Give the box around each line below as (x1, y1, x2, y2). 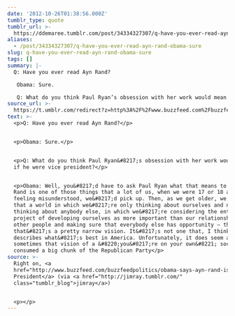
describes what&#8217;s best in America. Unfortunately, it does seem (13, 234, 224, 241)
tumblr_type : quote (7, 17, 64, 24)
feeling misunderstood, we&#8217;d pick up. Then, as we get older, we (13, 195, 227, 202)
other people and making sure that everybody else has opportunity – (13, 221, 220, 228)
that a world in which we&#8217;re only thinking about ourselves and (13, 202, 224, 209)
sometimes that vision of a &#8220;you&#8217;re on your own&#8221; (13, 241, 218, 248)
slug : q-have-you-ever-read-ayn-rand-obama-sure (7, 50, 152, 57)
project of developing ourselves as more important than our (13, 214, 196, 222)
